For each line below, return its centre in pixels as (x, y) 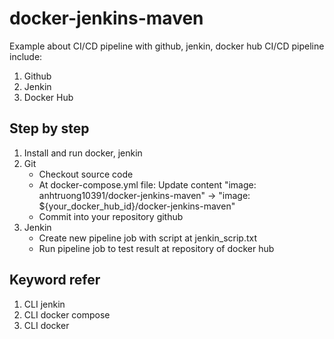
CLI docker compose (67, 314)
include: (26, 56)
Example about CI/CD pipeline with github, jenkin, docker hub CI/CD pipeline (167, 46)
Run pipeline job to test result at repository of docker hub (156, 248)
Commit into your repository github (111, 216)
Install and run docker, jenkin (83, 153)
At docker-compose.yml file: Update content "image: (147, 184)
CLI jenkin (44, 304)
